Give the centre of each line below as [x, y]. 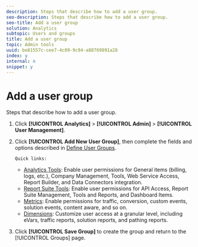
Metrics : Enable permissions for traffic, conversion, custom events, [106, 201]
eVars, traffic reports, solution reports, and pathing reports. [96, 220]
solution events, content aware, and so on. [75, 207]
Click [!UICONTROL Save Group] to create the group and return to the [100, 232]
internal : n [21, 61]
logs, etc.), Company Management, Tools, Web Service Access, [101, 176]
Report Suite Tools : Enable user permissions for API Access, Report [106, 189]
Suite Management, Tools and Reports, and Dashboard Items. [98, 195]
